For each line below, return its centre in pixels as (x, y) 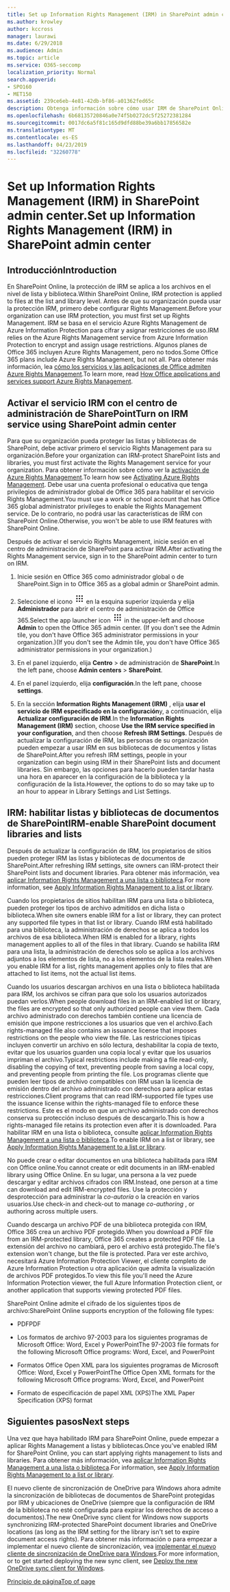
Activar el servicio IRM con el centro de (92, 403)
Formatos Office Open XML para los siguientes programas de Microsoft (118, 1365)
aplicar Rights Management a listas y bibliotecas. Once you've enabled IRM (112, 1445)
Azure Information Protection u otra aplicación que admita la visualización (111, 1268)
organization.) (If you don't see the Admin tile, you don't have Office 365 (118, 642)
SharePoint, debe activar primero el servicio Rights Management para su (110, 448)
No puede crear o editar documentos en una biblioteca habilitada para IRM (112, 1160)
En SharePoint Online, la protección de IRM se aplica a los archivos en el (109, 287)
